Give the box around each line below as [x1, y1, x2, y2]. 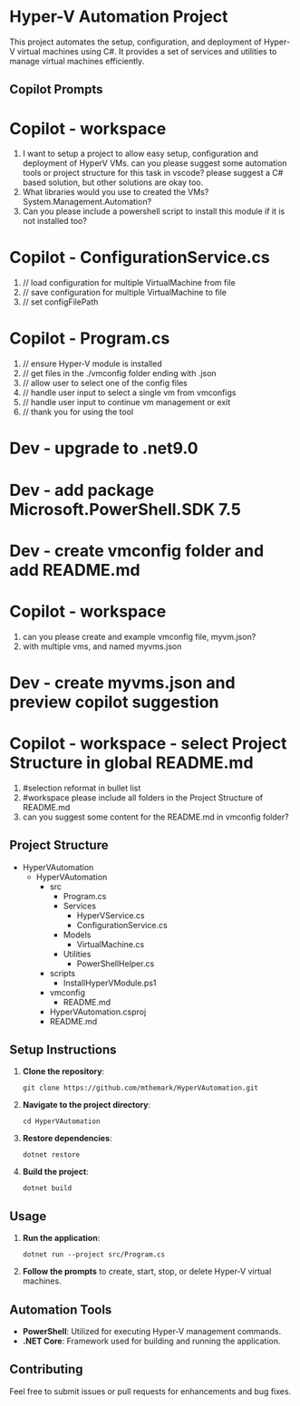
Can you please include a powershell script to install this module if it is [22, 206, 285, 217]
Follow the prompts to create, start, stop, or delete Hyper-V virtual [22, 1266, 272, 1277]
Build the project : [22, 1167, 89, 1178]
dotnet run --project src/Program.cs [22, 1250, 166, 1259]
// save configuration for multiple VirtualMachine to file [22, 287, 227, 298]
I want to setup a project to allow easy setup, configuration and [22, 148, 258, 160]
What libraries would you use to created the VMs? [22, 187, 209, 198]
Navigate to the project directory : [22, 1100, 151, 1110]
